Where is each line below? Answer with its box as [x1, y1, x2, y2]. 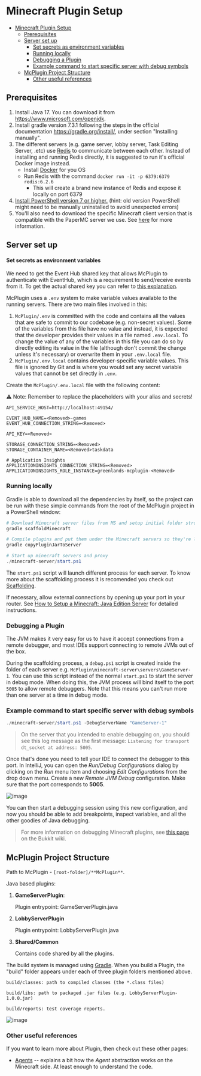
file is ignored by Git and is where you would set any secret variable [14, 364, 182, 371]
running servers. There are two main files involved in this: [6, 301, 148, 308]
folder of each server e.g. [6, 666, 69, 673]
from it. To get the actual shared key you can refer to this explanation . [6, 283, 178, 290]
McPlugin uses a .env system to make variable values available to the [6, 295, 177, 302]
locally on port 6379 [32, 191, 83, 198]
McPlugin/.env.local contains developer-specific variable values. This [14, 357, 189, 364]
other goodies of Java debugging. [6, 817, 90, 824]
